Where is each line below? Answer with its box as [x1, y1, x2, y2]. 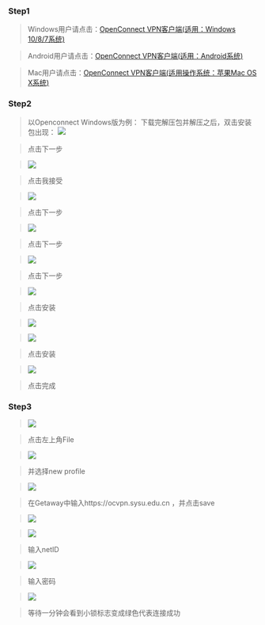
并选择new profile [27, 466, 85, 476]
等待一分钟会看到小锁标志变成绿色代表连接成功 [27, 608, 180, 617]
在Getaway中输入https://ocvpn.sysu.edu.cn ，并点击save [27, 497, 215, 508]
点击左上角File [27, 434, 75, 444]
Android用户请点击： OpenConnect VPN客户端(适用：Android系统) [27, 51, 244, 61]
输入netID [27, 544, 59, 554]
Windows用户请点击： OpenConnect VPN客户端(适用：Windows [27, 25, 236, 34]
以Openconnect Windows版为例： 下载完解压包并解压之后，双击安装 [27, 117, 252, 127]
